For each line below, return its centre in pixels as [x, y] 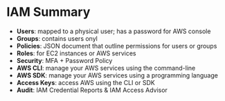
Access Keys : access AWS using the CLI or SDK [85, 82]
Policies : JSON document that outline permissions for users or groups [117, 46]
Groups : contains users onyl [57, 38]
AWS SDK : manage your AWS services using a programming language [117, 75]
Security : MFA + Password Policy [64, 60]
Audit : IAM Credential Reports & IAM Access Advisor [92, 90]
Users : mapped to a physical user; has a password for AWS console [114, 31]
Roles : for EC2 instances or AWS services [76, 53]
